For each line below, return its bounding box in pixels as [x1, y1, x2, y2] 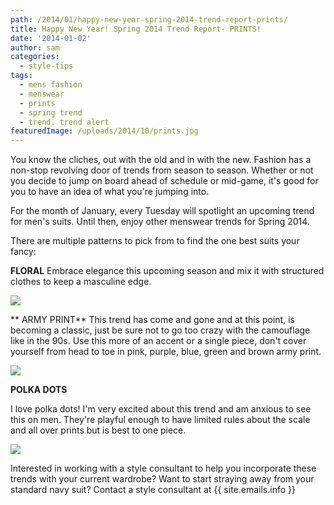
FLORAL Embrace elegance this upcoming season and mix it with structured [10, 265, 325, 277]
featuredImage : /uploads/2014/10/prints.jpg [10, 126, 199, 136]
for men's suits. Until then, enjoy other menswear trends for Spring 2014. [10, 216, 310, 228]
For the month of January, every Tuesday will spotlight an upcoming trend [10, 205, 315, 217]
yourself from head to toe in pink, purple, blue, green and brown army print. [10, 346, 322, 358]
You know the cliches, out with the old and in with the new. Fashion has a [10, 154, 312, 166]
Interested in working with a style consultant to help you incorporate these [10, 462, 317, 475]
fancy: [10, 246, 37, 258]
